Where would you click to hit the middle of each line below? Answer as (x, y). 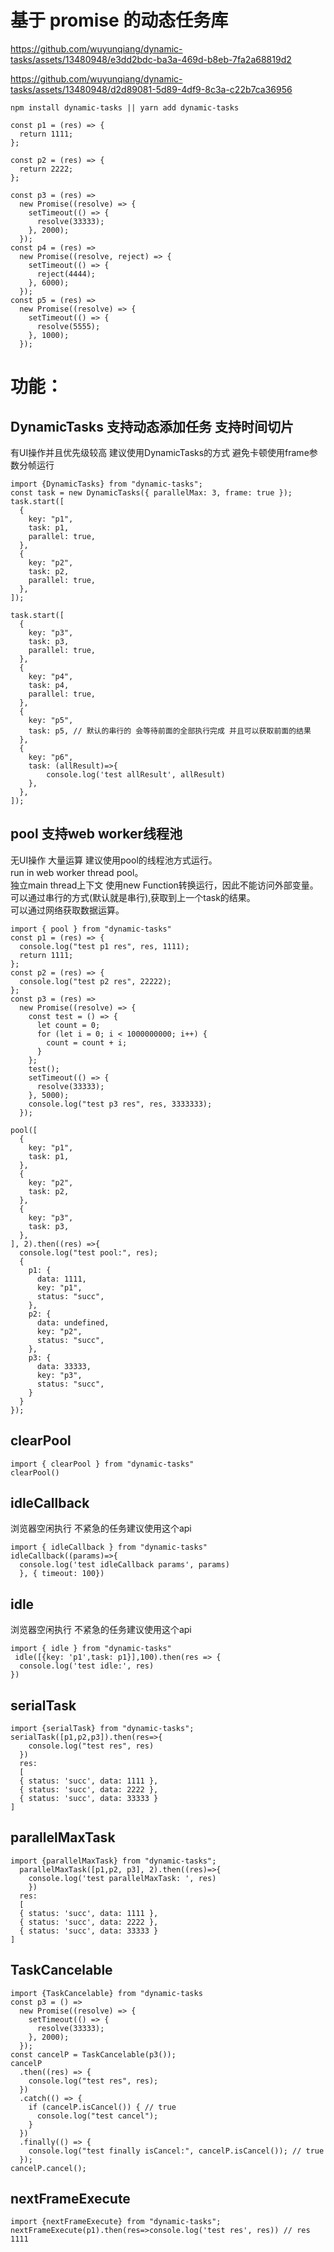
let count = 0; (68, 1025)
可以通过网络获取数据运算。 (67, 910)
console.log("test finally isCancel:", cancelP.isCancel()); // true (176, 2151)
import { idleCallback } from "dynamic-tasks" (109, 1547)
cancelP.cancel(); (48, 2168)
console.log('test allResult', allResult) (136, 774)
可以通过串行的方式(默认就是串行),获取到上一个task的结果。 (133, 897)
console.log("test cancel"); (97, 2116)
